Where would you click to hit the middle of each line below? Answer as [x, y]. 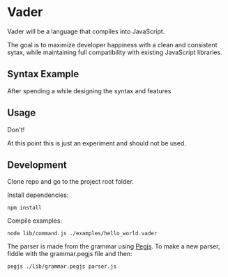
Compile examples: [35, 221]
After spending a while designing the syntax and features [89, 90]
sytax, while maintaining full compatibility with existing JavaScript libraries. [115, 52]
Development [37, 165]
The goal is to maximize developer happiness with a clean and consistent [112, 45]
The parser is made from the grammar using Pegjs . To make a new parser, [114, 246]
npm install [24, 208]
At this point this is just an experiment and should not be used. [97, 143]
